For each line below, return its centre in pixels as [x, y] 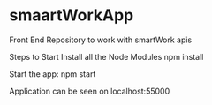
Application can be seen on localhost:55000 [90, 91]
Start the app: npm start [53, 74]
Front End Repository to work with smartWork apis [101, 40]
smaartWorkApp [72, 15]
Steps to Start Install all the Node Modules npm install [106, 56]
